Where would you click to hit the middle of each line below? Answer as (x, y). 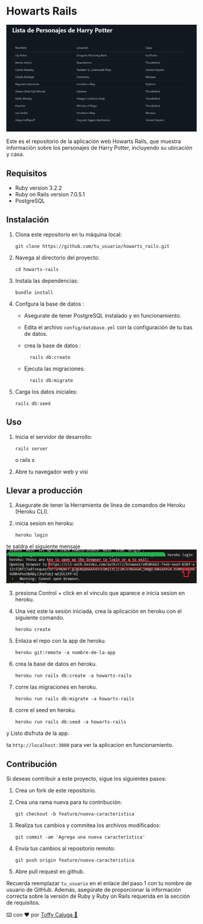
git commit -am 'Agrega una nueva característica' (80, 837)
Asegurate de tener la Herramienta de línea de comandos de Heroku (100, 505)
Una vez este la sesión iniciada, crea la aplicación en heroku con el (98, 611)
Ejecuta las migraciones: (54, 369)
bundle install (34, 292)
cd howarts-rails (37, 269)
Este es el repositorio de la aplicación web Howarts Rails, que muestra (94, 141)
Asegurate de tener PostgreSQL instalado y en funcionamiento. (103, 315)
